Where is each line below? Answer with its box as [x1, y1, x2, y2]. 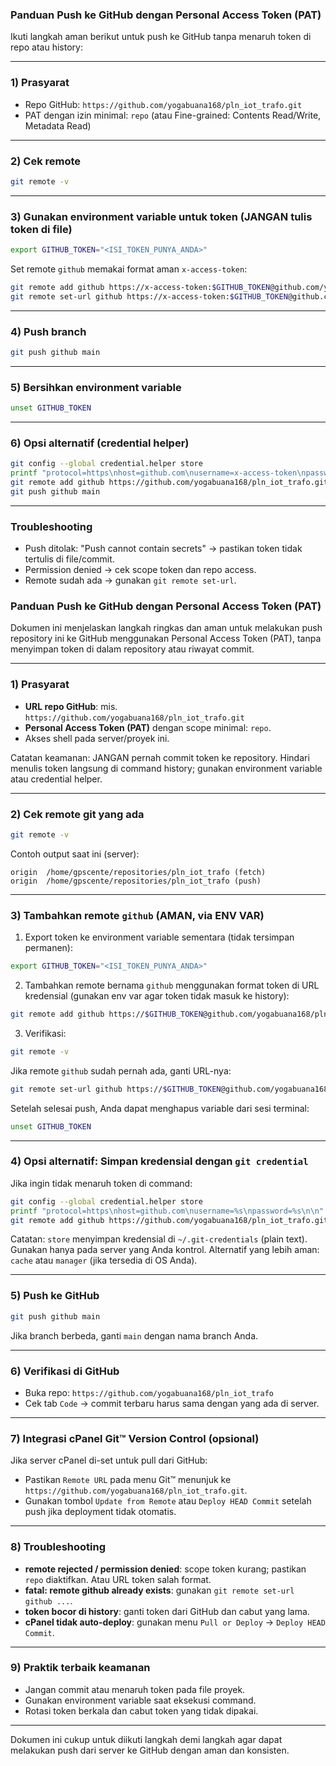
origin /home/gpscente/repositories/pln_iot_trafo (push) [10, 876, 262, 886]
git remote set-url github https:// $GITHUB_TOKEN [10, 1084, 222, 1094]
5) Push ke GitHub [10, 1289, 100, 1303]
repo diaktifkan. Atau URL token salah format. [24, 1573, 212, 1585]
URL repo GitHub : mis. [24, 700, 118, 712]
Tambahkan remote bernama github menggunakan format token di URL [24, 979, 320, 992]
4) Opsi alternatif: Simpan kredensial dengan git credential [10, 1154, 309, 1168]
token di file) [10, 222, 73, 236]
